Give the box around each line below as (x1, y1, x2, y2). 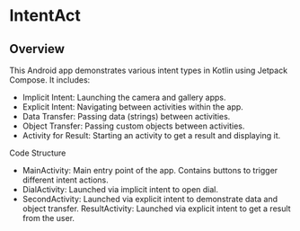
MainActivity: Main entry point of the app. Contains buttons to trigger (22, 165, 278, 175)
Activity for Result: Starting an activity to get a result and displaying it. (22, 130, 281, 140)
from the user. (22, 213, 75, 223)
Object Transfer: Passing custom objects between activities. (22, 120, 245, 131)
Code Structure (9, 147, 66, 158)
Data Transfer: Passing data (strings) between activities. (22, 111, 231, 121)
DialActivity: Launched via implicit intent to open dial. (22, 184, 218, 194)
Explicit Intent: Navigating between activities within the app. (22, 102, 244, 112)
